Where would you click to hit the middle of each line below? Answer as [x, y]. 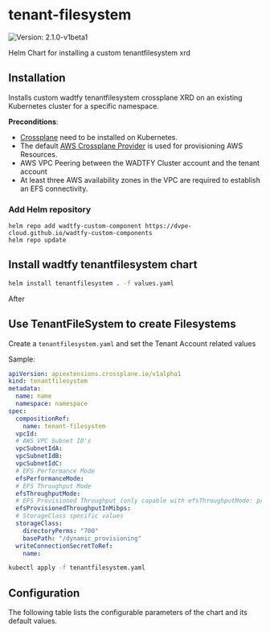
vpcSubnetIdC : [39, 464]
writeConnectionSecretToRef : [64, 546]
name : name [34, 396]
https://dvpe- [169, 226]
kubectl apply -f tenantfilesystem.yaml [77, 568]
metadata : [25, 389]
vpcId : [27, 434]
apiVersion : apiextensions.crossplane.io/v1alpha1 [95, 374]
